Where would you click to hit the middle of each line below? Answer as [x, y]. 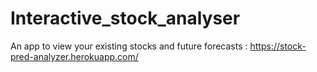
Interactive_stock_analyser [125, 18]
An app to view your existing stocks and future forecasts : [129, 46]
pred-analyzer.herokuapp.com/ [74, 56]
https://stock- [278, 46]
